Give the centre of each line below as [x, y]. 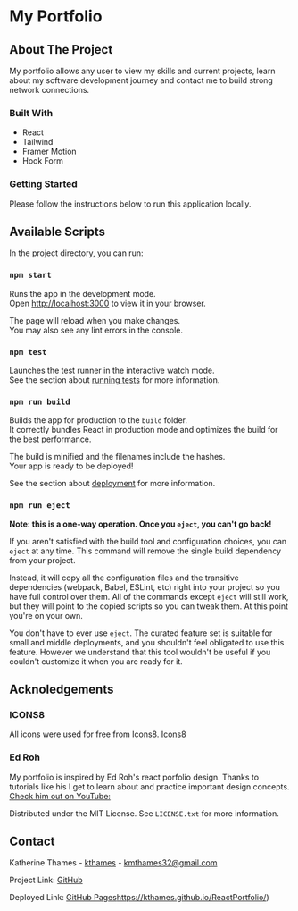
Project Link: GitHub [46, 880]
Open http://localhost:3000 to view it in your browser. [108, 303]
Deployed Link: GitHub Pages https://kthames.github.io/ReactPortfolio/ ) [139, 898]
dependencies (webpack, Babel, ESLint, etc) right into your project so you [145, 586]
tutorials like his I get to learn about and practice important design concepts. [149, 786]
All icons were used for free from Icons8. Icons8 [98, 734]
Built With [31, 113]
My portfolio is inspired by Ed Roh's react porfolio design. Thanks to [134, 777]
